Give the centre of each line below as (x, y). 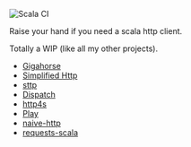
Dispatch (39, 95)
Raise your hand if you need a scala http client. (96, 31)
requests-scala (50, 133)
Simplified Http (50, 75)
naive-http (41, 123)
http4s (35, 104)
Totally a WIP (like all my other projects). (84, 48)
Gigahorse (41, 66)
